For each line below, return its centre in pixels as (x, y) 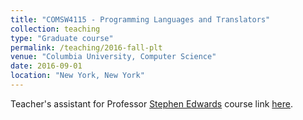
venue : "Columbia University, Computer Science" (113, 57)
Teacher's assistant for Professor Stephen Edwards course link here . (151, 103)
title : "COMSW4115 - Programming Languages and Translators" (140, 19)
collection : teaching (55, 29)
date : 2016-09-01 (46, 66)
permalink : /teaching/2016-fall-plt (86, 47)
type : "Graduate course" (62, 38)
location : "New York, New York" (77, 76)
